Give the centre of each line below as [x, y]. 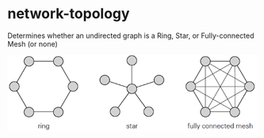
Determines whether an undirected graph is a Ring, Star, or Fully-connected [131, 35]
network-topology [69, 14]
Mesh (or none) [33, 43]
